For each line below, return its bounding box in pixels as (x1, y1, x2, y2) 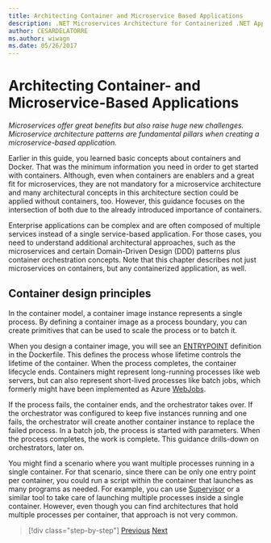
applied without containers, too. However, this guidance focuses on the (8, 196, 245, 206)
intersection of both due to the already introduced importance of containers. (8, 205, 262, 215)
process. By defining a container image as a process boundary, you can (8, 317, 248, 326)
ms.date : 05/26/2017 (8, 42, 78, 50)
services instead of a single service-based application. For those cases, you (8, 229, 262, 239)
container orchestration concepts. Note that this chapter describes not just (8, 255, 256, 265)
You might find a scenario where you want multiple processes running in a (8, 458, 255, 468)
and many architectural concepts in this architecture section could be (8, 187, 240, 198)
